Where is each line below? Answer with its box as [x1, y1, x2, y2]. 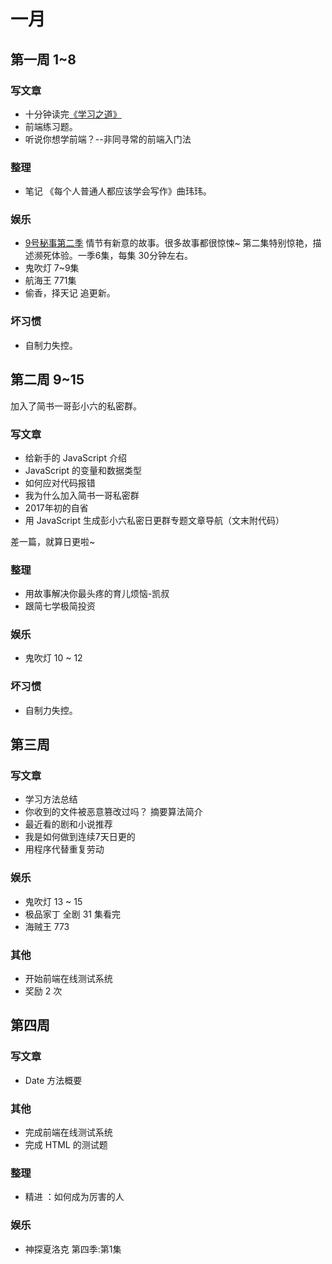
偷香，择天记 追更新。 [24, 287, 116, 299]
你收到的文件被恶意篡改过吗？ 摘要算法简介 [24, 806, 203, 818]
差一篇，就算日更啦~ [10, 535, 96, 547]
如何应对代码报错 [24, 476, 96, 489]
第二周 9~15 [10, 371, 85, 389]
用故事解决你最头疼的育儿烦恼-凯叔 [24, 588, 170, 600]
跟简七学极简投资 [24, 600, 96, 612]
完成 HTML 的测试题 [24, 1139, 108, 1151]
